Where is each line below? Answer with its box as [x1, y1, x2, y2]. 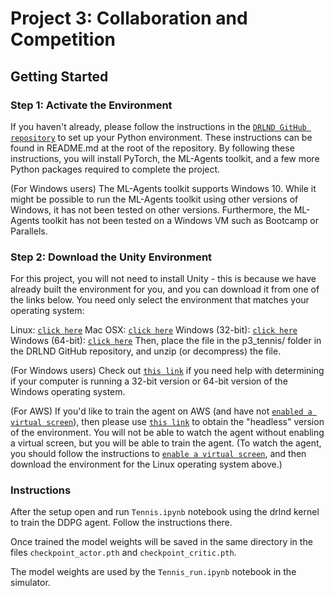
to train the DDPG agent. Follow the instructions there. [10, 517, 233, 529]
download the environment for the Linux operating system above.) [10, 458, 283, 471]
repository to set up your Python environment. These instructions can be [10, 131, 313, 143]
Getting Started [10, 68, 109, 85]
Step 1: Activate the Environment [10, 98, 173, 112]
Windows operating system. [10, 386, 126, 398]
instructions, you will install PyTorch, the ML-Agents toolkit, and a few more [10, 152, 320, 164]
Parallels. [10, 225, 48, 237]
